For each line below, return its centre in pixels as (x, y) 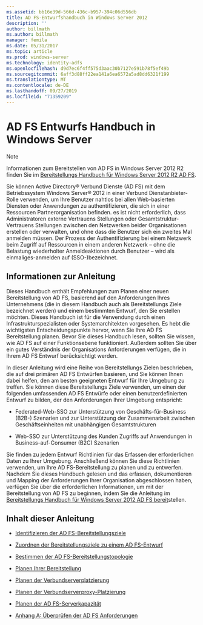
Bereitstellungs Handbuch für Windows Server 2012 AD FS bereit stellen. (96, 499)
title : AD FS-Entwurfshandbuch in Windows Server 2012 (77, 18)
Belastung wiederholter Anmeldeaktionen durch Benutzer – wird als (90, 251)
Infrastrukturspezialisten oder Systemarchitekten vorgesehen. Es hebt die (98, 323)
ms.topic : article (29, 52)
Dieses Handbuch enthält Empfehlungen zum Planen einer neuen (88, 291)
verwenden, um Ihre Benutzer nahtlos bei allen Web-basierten (98, 199)
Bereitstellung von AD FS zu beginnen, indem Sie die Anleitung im (88, 493)
